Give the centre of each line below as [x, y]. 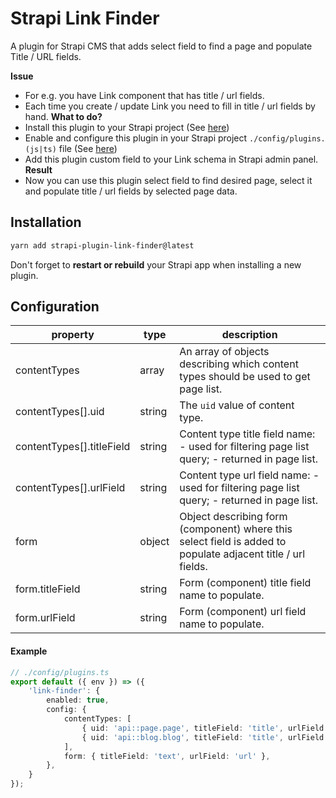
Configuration [55, 307]
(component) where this [236, 529]
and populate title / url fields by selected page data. [131, 191]
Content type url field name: [245, 475]
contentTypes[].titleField [73, 447]
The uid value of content [237, 405]
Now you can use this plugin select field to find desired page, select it [168, 180]
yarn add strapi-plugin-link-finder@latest [102, 245]
